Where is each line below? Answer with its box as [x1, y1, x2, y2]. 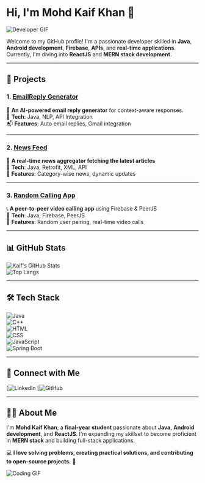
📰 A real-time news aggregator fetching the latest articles [6, 157, 156, 164]
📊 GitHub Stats [6, 242, 66, 253]
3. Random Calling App [6, 191, 76, 200]
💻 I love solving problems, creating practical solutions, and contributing [6, 449, 193, 457]
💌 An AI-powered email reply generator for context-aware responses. [6, 107, 184, 114]
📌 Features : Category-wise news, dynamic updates [6, 170, 136, 177]
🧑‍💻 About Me [6, 408, 57, 418]
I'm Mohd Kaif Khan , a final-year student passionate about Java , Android [6, 424, 195, 431]
